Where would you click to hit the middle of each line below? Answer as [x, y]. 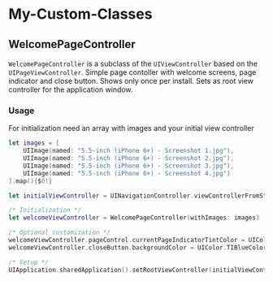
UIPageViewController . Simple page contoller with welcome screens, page [132, 72]
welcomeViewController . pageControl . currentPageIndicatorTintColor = [127, 241]
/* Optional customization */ [60, 232]
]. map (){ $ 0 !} [30, 181]
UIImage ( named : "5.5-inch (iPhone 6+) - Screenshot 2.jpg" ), [128, 158]
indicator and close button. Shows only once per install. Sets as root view [131, 81]
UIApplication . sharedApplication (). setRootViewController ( [110, 270]
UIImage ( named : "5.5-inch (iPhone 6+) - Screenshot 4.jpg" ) [127, 173]
